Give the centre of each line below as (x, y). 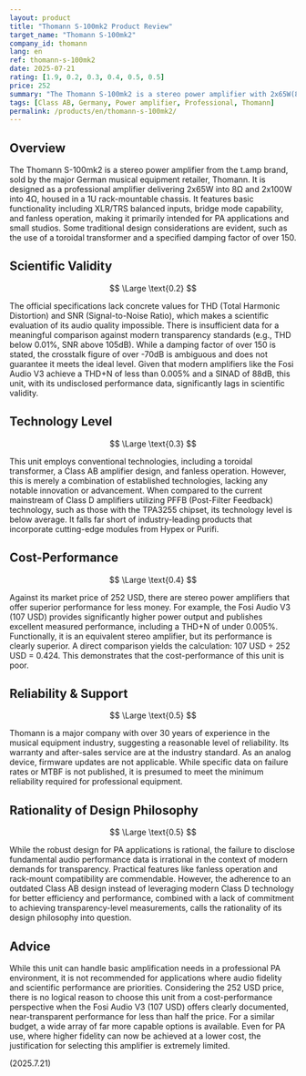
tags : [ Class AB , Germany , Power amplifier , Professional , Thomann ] (142, 102)
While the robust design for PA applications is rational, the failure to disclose (153, 850)
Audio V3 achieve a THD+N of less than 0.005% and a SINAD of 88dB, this (150, 374)
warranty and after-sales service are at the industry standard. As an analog (150, 753)
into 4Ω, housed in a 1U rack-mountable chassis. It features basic (132, 199)
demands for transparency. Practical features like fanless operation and (143, 869)
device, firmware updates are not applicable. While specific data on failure (149, 763)
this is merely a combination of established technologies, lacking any (139, 480)
